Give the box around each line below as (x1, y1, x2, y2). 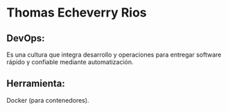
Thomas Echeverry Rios (6, 5, 147, 21)
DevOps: (6, 32, 46, 44)
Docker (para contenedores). (6, 96, 89, 104)
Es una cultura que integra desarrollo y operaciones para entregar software (6, 50, 222, 59)
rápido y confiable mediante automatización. (6, 58, 134, 66)
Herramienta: (6, 78, 65, 90)
